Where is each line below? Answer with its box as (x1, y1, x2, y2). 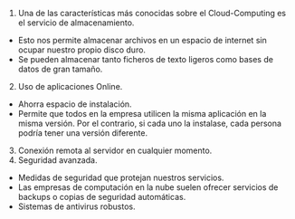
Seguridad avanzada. (17, 155, 98, 166)
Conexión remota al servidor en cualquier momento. (17, 145, 213, 156)
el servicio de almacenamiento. (17, 17, 135, 28)
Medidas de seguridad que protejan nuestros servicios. (17, 172, 224, 183)
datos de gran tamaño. (17, 63, 103, 74)
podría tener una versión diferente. (17, 128, 147, 138)
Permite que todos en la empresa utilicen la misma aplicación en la (17, 109, 267, 119)
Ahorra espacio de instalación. (17, 99, 133, 109)
